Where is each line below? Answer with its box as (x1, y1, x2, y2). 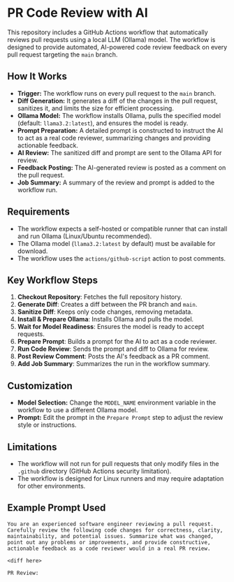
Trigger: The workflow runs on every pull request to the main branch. (17, 89, 217, 97)
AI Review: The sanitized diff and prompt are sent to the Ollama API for (17, 148, 222, 157)
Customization (7, 379, 73, 392)
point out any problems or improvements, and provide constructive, (7, 539, 211, 546)
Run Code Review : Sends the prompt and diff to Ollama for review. (17, 344, 210, 354)
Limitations (7, 441, 57, 453)
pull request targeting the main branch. (7, 50, 118, 59)
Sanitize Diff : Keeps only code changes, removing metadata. (17, 307, 193, 316)
